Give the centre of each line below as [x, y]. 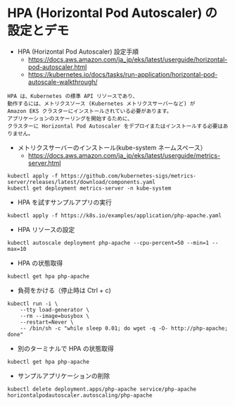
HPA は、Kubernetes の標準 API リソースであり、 [73, 96]
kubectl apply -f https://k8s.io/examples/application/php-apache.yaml [114, 215]
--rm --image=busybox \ [55, 316]
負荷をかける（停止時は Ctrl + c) [64, 290]
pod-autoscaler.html [57, 67]
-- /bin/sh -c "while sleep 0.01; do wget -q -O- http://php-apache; [124, 328]
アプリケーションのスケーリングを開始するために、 [70, 118]
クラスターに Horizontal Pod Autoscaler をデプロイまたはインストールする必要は [115, 126]
